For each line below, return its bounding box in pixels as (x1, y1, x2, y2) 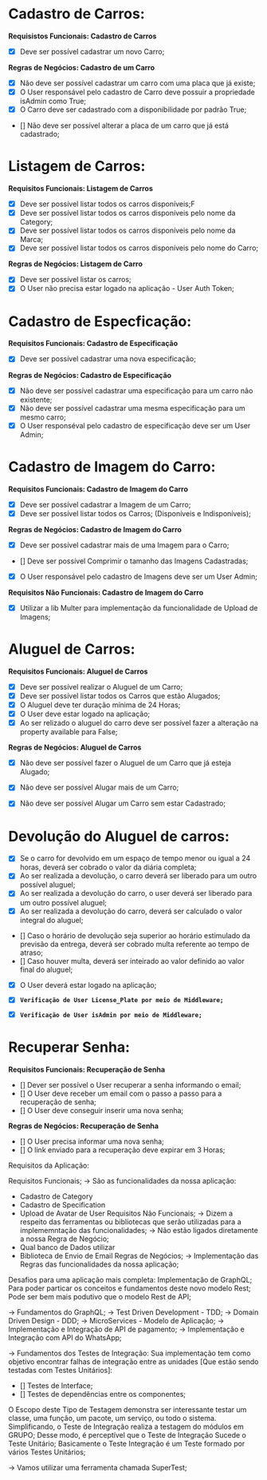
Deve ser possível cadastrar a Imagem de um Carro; (19, 499, 191, 509)
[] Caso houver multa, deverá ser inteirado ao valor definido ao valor (19, 956, 245, 965)
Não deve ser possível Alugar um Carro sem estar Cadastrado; (19, 798, 226, 808)
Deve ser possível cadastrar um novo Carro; (19, 46, 165, 56)
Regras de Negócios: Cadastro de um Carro (8, 63, 155, 72)
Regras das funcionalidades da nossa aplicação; (19, 1259, 179, 1269)
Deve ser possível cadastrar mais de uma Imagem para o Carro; (19, 540, 230, 550)
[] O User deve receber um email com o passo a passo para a (19, 1088, 222, 1099)
